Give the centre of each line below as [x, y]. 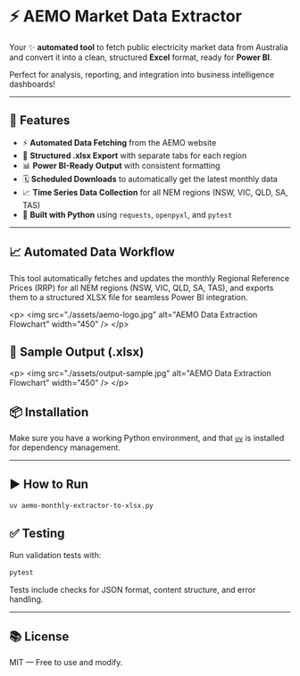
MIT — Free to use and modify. [66, 663]
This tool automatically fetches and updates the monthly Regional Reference [150, 278]
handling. [26, 599]
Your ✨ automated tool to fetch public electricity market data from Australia [149, 47]
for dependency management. [65, 447]
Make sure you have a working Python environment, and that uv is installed [147, 438]
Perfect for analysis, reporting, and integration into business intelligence [142, 74]
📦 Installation [49, 412]
